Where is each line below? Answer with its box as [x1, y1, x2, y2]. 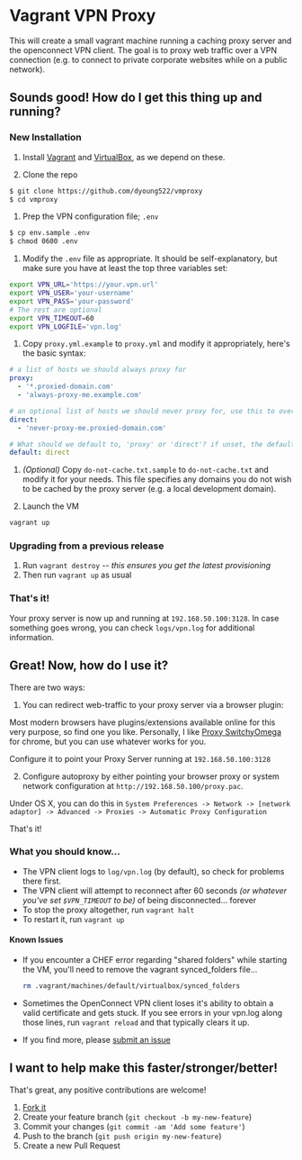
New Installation [9, 131, 83, 144]
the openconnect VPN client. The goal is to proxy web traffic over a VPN [9, 44, 277, 55]
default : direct [9, 448, 70, 458]
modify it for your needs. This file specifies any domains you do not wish [22, 474, 292, 485]
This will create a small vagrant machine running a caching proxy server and [9, 35, 292, 46]
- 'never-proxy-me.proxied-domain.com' [17, 423, 167, 432]
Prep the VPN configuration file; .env [22, 211, 159, 222]
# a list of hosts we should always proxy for [9, 366, 187, 375]
